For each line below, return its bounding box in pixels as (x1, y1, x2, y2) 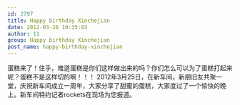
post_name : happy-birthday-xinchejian (7, 43, 123, 50)
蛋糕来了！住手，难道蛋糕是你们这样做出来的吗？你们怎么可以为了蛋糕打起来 (7, 64, 233, 72)
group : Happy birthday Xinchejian (7, 37, 111, 44)
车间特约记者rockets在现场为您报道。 (26, 90, 136, 99)
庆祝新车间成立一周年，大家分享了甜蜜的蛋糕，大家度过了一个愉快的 (19, 82, 220, 89)
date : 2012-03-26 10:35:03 (7, 23, 88, 31)
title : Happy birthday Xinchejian (7, 17, 111, 24)
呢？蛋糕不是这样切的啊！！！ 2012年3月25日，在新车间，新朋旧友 (7, 72, 204, 81)
